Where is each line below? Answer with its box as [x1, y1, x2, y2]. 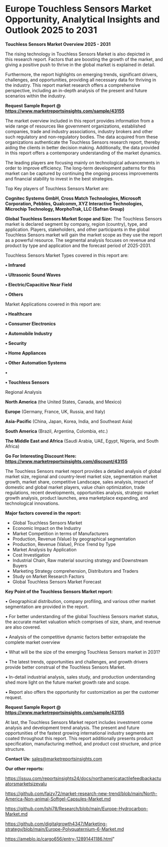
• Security [5, 340, 27, 346]
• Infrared [5, 262, 26, 268]
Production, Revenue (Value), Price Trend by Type [12, 541, 116, 547]
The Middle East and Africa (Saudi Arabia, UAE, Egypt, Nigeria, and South [5, 438, 159, 444]
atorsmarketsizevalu [5, 780, 47, 786]
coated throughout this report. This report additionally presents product [5, 735, 153, 741]
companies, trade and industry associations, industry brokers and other [5, 128, 153, 134]
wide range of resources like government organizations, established [5, 123, 146, 129]
